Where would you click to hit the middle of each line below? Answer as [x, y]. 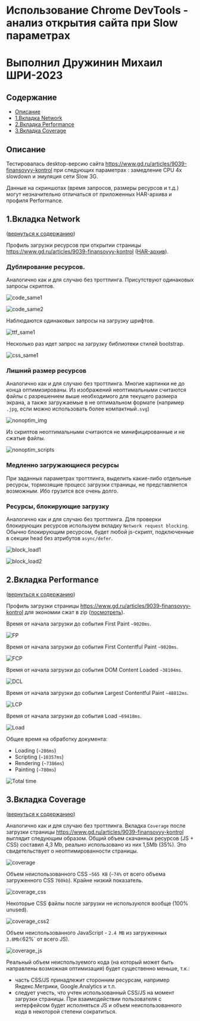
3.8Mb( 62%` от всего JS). [38, 939]
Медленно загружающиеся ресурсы [62, 465]
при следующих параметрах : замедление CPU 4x [118, 170]
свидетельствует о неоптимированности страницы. [72, 851]
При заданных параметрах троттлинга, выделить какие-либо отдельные [99, 478]
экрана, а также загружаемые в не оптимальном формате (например [95, 403]
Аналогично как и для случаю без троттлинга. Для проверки [84, 519]
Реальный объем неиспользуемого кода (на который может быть [90, 962]
